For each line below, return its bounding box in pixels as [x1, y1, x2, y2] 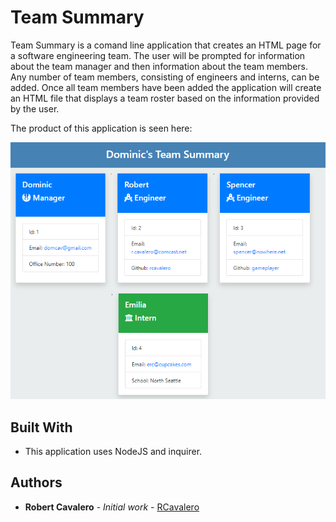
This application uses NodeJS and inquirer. [24, 446, 203, 458]
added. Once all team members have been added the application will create [10, 81, 322, 93]
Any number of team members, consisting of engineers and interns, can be [10, 71, 320, 83]
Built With [10, 419, 73, 436]
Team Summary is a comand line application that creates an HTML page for [10, 39, 322, 51]
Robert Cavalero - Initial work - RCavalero [24, 501, 200, 513]
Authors [10, 474, 63, 491]
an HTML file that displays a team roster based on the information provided [10, 92, 320, 104]
